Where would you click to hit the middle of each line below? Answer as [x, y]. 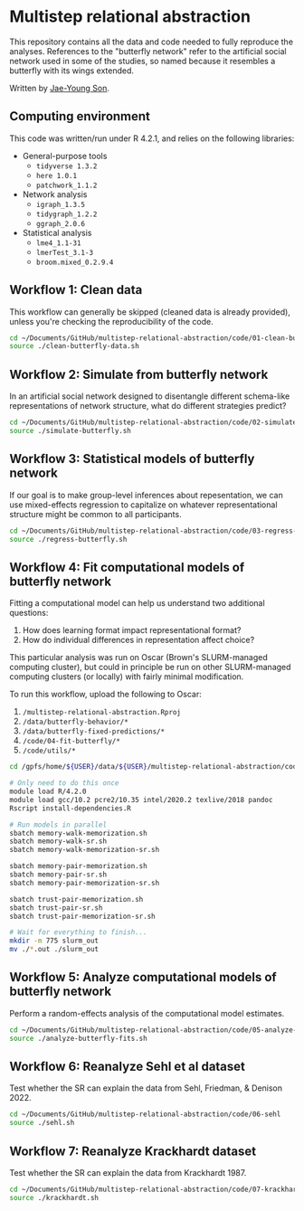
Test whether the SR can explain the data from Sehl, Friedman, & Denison [146, 1088]
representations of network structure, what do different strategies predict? [148, 406]
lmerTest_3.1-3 [64, 252]
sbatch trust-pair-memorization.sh [76, 899]
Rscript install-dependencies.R [70, 808]
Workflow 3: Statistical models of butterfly [132, 459]
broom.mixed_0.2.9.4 [75, 262]
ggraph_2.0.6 [61, 223]
